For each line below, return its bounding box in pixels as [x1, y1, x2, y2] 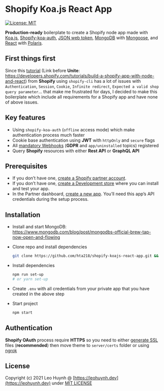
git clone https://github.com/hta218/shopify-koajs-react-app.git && [12, 254, 159, 259]
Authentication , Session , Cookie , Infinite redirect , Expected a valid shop [5, 83, 159, 89]
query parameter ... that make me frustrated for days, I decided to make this [5, 88, 158, 95]
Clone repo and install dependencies [12, 244, 87, 250]
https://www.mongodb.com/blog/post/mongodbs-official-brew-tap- [12, 229, 151, 235]
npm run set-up [12, 272, 44, 277]
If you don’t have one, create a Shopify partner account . [12, 175, 127, 181]
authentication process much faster [12, 132, 85, 138]
